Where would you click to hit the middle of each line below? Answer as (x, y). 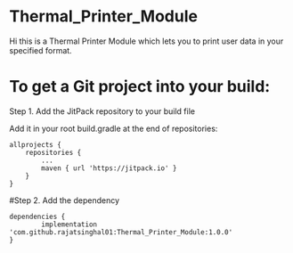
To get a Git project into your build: (140, 87)
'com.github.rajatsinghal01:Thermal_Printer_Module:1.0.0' (121, 232)
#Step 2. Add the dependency (65, 200)
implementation (69, 224)
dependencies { (37, 216)
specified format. (41, 50)
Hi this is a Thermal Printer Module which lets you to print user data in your (146, 41)
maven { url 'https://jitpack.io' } (109, 168)
